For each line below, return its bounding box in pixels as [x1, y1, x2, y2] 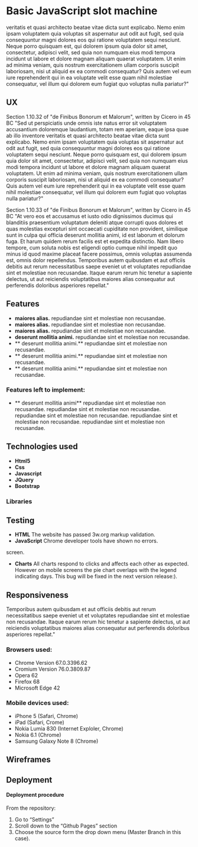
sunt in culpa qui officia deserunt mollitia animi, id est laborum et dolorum [6, 231, 185, 238]
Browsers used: [6, 646, 53, 654]
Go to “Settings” [14, 816, 54, 823]
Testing [6, 515, 35, 525]
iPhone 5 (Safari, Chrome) [14, 712, 79, 719]
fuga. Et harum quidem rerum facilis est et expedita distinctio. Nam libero [6, 238, 184, 245]
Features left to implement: [6, 386, 86, 394]
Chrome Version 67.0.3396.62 [14, 659, 87, 666]
